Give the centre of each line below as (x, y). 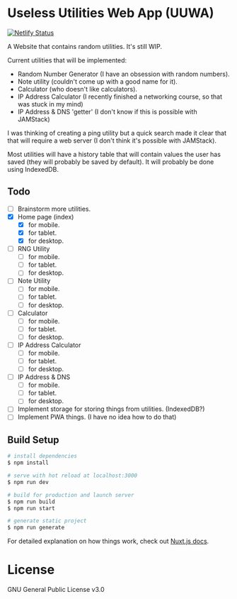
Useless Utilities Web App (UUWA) (111, 13)
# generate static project (47, 521)
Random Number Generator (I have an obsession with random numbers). (123, 74)
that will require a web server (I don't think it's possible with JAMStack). (112, 141)
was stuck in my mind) (50, 104)
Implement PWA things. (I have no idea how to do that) (97, 417)
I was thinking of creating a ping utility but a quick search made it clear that (117, 133)
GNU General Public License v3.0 (56, 590)
